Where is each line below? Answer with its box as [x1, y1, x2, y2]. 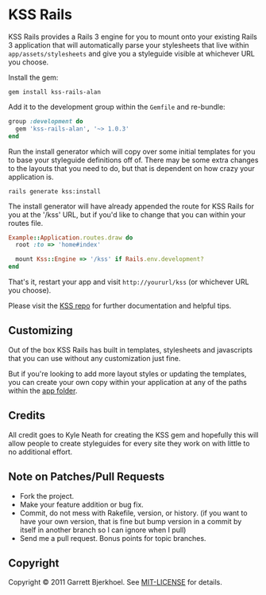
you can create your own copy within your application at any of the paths [8, 377, 248, 387]
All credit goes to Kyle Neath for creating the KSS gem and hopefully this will [8, 430, 259, 439]
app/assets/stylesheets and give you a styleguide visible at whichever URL [8, 49, 256, 58]
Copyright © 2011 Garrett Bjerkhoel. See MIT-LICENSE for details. [8, 577, 222, 587]
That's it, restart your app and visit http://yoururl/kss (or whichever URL [8, 277, 249, 287]
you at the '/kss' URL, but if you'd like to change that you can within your [8, 209, 246, 220]
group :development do [8, 117, 83, 125]
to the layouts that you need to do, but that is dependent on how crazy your [8, 163, 256, 173]
